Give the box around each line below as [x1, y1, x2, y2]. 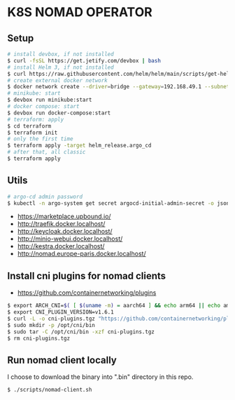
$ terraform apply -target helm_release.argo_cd [7, 142, 152, 149]
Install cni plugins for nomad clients [7, 269, 166, 281]
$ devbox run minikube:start [7, 96, 92, 104]
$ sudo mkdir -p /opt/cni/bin [7, 321, 96, 328]
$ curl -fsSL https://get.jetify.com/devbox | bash [7, 57, 161, 64]
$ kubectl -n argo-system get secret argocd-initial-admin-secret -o [7, 199, 215, 207]
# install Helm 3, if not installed [7, 64, 114, 71]
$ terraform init [7, 129, 58, 136]
